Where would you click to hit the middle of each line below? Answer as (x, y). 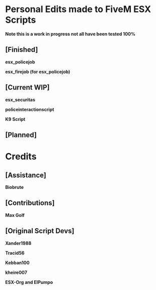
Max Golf (15, 215)
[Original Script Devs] (40, 231)
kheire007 (16, 272)
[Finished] (22, 50)
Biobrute (15, 187)
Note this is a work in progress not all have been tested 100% (70, 34)
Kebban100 (17, 262)
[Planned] (21, 135)
